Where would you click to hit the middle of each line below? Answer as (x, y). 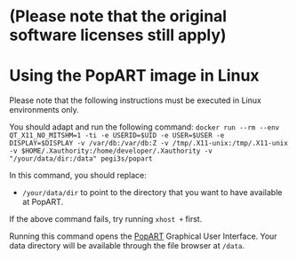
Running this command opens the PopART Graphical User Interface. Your (143, 236)
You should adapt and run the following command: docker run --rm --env (144, 127)
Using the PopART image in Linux (134, 76)
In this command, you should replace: (78, 176)
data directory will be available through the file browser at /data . (127, 246)
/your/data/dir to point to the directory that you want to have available (152, 193)
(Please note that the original (118, 16)
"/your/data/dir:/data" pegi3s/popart (81, 159)
